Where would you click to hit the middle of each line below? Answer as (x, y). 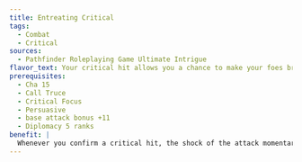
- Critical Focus (50, 101)
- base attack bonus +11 (64, 118)
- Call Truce (42, 93)
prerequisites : (38, 76)
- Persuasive (42, 110)
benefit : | (30, 135)
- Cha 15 (34, 85)
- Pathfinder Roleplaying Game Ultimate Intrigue (112, 59)
